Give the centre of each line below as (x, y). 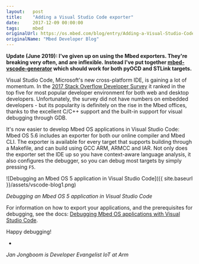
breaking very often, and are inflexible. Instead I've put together (86, 62)
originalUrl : (22, 34)
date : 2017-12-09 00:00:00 (45, 22)
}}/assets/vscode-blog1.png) (41, 185)
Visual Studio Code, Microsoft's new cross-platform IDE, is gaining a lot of (97, 80)
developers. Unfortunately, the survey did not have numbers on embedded (97, 99)
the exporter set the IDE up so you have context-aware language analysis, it (99, 154)
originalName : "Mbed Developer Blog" (53, 39)
